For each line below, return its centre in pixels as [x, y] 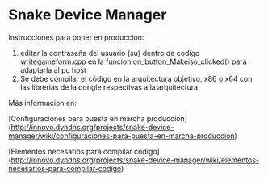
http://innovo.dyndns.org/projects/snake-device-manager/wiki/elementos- [135, 160]
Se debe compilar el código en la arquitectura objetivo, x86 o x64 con [136, 78]
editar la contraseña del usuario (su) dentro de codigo [110, 53]
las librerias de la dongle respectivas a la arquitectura [109, 87]
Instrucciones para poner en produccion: [76, 37]
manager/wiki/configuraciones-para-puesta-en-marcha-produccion [122, 136]
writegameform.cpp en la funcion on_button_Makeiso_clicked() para [134, 61]
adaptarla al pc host [53, 69]
